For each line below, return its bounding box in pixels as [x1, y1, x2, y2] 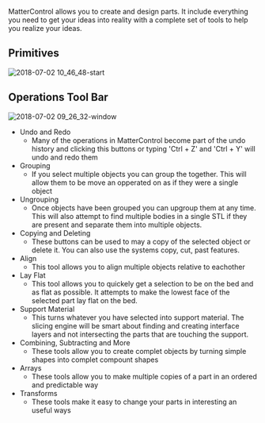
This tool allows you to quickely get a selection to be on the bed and [31, 279, 254, 288]
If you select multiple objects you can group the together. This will [31, 169, 247, 179]
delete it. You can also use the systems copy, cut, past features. [31, 245, 240, 255]
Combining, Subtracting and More [19, 337, 131, 348]
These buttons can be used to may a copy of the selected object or [31, 236, 251, 246]
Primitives [8, 47, 59, 60]
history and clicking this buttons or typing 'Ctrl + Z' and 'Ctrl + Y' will [31, 144, 256, 153]
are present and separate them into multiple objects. [31, 220, 203, 229]
